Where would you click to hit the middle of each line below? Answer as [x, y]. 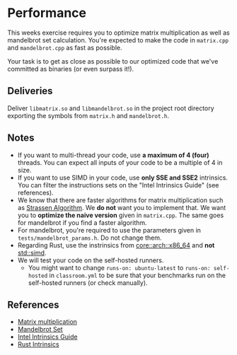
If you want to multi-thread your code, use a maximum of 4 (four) [114, 155]
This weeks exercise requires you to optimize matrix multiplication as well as [118, 33]
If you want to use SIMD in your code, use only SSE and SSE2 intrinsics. [123, 177]
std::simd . [32, 252]
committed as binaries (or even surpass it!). [71, 69]
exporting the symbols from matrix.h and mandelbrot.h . [88, 115]
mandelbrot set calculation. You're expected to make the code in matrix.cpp [118, 40]
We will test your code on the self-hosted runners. [91, 260]
